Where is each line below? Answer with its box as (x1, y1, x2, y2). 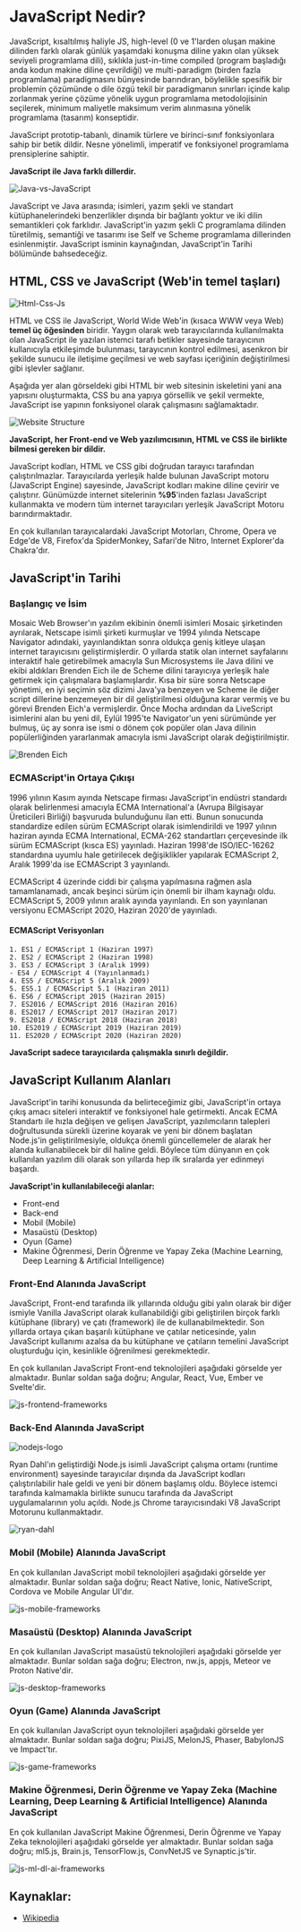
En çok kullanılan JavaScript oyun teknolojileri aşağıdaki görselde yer (9, 1725, 264, 1736)
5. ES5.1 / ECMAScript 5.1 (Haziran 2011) (9, 983, 170, 993)
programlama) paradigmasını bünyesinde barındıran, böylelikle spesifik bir (9, 73, 283, 84)
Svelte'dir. (9, 1382, 47, 1393)
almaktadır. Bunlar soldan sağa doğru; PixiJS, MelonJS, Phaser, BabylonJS (9, 1735, 285, 1746)
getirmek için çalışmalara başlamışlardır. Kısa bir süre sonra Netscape (9, 674, 266, 686)
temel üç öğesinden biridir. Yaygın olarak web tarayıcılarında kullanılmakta (9, 324, 284, 335)
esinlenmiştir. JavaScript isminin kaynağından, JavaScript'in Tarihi (9, 238, 253, 249)
